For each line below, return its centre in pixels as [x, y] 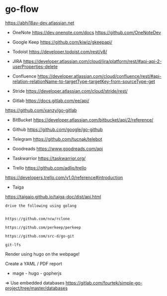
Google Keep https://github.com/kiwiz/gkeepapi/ [62, 42]
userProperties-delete [35, 66]
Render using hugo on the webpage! [42, 254]
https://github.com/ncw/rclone [38, 219]
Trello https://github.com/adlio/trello [49, 168]
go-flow [22, 9]
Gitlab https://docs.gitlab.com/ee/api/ [51, 101]
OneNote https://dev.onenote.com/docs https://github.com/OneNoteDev [87, 32]
